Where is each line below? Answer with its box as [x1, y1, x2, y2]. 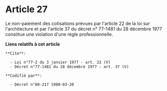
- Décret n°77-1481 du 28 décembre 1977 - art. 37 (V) [10, 64, 129, 69]
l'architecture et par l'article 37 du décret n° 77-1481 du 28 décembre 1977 [5, 25, 162, 32]
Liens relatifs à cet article [5, 41, 60, 47]
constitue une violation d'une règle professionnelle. [5, 31, 113, 37]
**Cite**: [5, 51, 27, 56]
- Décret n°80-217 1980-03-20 [10, 82, 74, 87]
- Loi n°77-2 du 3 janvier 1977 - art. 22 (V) [10, 59, 111, 65]
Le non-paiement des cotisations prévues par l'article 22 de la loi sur [5, 20, 150, 26]
